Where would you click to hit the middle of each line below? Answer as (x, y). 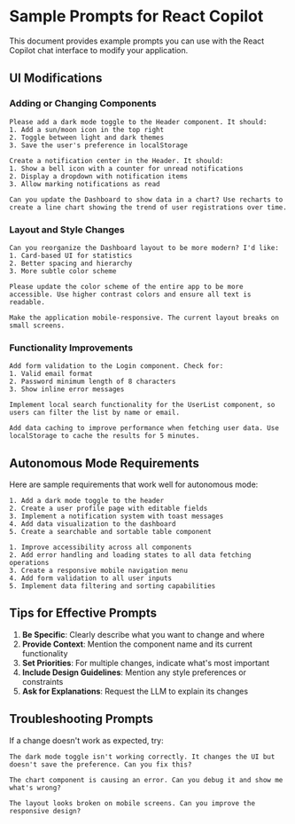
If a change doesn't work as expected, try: (86, 740)
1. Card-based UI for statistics (71, 255)
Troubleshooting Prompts (81, 719)
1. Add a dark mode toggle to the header (87, 501)
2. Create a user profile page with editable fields (109, 509)
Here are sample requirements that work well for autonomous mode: (134, 484)
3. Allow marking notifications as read (85, 184)
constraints (43, 681)
